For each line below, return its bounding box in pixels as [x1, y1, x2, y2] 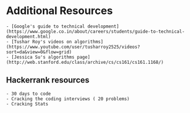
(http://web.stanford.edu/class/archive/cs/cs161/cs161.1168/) [6, 59, 164, 65]
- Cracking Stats [6, 101, 49, 107]
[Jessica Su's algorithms [11, 54, 75, 60]
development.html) [6, 33, 51, 39]
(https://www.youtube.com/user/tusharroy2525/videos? [6, 44, 141, 50]
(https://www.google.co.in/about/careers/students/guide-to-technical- [6, 28, 185, 35]
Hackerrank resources [6, 75, 90, 85]
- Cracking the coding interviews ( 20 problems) [6, 95, 130, 102]
